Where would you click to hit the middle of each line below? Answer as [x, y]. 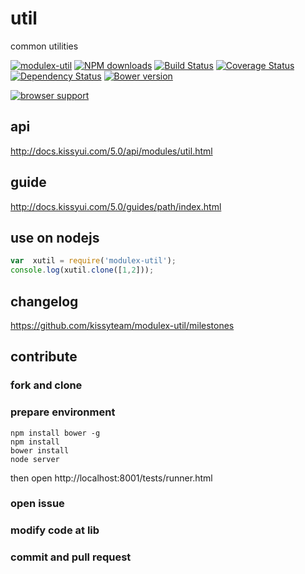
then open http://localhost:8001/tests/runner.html [111, 478]
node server [35, 459]
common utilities [44, 46]
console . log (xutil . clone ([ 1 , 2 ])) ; [82, 270]
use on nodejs [55, 237]
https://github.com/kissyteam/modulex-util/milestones [122, 325]
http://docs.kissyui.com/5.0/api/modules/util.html [111, 151]
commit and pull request [71, 557]
